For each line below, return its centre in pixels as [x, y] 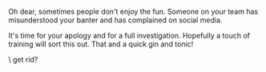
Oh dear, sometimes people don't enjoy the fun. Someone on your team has [133, 12]
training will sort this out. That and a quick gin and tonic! [101, 44]
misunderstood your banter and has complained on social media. [115, 20]
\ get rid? [23, 60]
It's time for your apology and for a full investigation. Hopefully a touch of [129, 36]
